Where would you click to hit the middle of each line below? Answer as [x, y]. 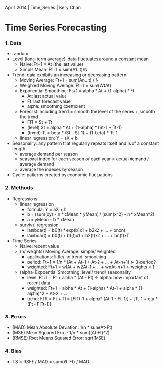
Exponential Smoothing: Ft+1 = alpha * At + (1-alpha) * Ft [77, 91]
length [19, 149]
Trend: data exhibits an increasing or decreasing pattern [69, 75]
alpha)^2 [36, 293]
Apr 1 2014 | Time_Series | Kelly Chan [43, 8]
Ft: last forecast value [49, 101]
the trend [29, 117]
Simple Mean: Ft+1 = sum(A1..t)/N [53, 70]
